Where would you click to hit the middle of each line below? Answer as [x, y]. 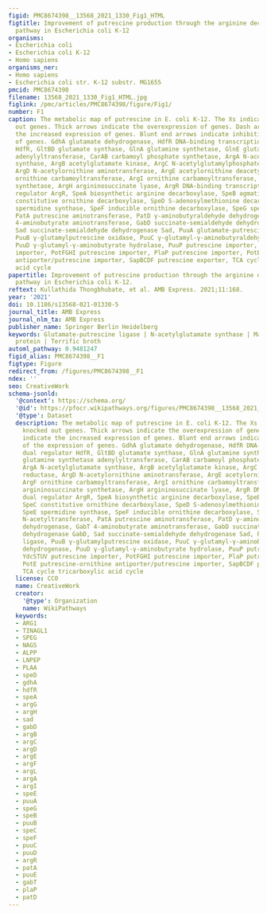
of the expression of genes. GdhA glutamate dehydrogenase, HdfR [133, 445]
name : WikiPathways [55, 608]
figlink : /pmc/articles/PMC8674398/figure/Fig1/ [90, 104]
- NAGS [26, 645]
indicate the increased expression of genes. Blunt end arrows [130, 438]
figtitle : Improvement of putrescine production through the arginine [128, 23]
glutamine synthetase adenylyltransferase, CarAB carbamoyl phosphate [142, 460]
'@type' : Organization [60, 601]
